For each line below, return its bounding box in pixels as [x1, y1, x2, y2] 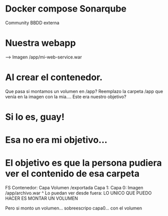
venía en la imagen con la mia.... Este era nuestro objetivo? [5, 94, 126, 100]
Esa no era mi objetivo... [5, 134, 108, 146]
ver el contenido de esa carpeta [5, 168, 139, 179]
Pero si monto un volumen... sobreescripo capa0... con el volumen [5, 205, 142, 211]
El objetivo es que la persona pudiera [5, 157, 162, 169]
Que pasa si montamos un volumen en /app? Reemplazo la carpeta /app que [5, 88, 163, 94]
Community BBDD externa [5, 20, 60, 26]
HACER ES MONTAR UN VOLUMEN [5, 195, 78, 201]
